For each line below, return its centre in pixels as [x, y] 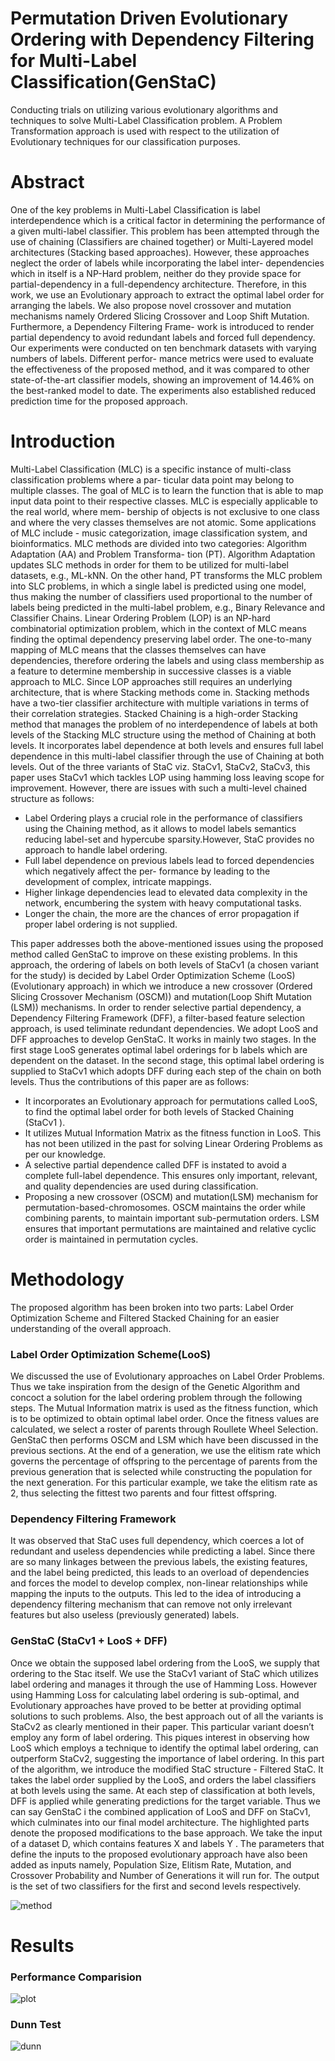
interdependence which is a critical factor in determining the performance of [168, 220]
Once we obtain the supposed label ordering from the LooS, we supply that [165, 1663]
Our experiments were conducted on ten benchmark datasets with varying [163, 348]
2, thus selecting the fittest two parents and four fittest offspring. [144, 1493]
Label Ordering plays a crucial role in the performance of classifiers [163, 818]
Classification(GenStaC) [113, 82]
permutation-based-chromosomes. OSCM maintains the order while [165, 1207]
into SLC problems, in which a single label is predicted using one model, [158, 586]
